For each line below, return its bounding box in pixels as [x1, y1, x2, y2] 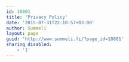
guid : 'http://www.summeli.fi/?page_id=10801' [6, 36, 124, 42]
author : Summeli [6, 25, 47, 31]
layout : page [6, 31, 39, 37]
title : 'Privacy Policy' [6, 14, 68, 20]
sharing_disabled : [6, 42, 52, 48]
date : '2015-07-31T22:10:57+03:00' [6, 19, 95, 25]
